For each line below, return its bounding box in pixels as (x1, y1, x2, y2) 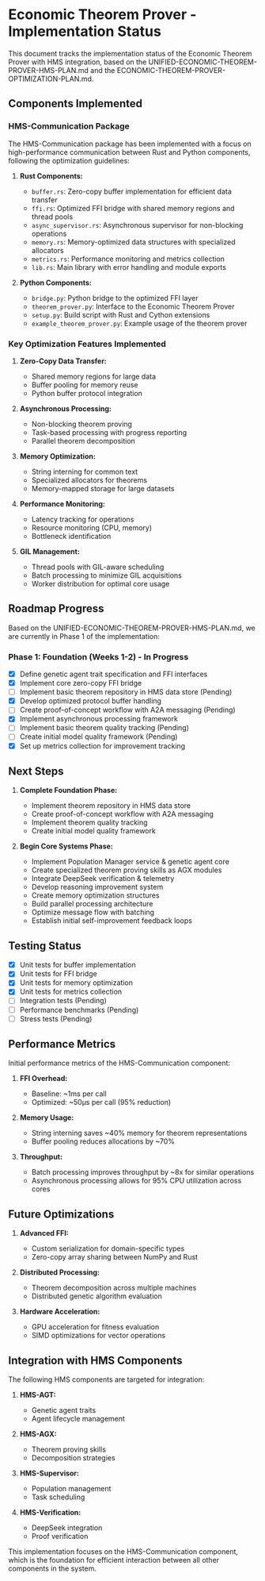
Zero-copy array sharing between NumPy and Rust (31, 1252, 199, 1262)
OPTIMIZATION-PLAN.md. (8, 74, 94, 83)
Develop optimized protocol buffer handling (19, 696, 162, 706)
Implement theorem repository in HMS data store (31, 801, 191, 810)
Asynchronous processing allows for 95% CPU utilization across (31, 1176, 242, 1186)
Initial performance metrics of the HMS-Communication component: (8, 1058, 231, 1068)
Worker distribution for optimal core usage (31, 579, 170, 588)
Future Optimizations (8, 1207, 115, 1221)
